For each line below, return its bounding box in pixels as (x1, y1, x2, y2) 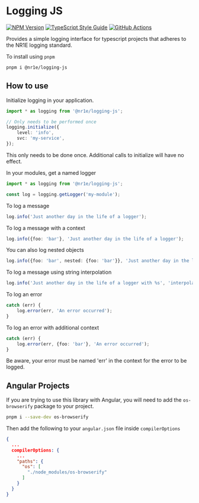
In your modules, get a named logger (6, 169, 97, 176)
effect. (6, 158, 23, 165)
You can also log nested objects (6, 246, 84, 254)
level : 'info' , (17, 130, 54, 136)
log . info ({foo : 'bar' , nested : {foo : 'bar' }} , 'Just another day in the (6, 258, 190, 264)
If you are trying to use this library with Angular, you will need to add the (6, 396, 182, 403)
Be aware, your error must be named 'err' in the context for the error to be (6, 357, 187, 364)
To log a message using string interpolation (6, 268, 112, 276)
